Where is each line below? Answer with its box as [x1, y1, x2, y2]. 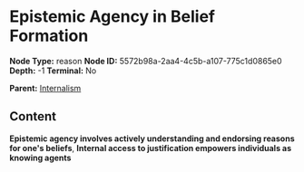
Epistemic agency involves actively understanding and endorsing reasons [9, 133, 295, 144]
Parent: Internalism [9, 82, 82, 93]
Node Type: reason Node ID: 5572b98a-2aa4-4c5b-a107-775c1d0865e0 [9, 55, 283, 66]
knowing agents [9, 152, 72, 163]
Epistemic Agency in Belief [9, 6, 216, 27]
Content [9, 109, 57, 124]
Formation [9, 25, 89, 46]
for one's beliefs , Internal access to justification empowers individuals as [9, 142, 292, 153]
